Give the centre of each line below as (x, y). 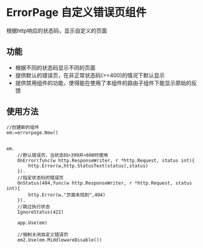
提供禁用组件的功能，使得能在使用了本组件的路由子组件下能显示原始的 (103, 82)
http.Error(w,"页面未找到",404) (67, 195)
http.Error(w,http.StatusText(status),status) (88, 166)
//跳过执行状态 (34, 206)
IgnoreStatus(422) (41, 212)
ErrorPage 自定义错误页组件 (77, 13)
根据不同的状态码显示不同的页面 (55, 67)
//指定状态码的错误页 (41, 178)
